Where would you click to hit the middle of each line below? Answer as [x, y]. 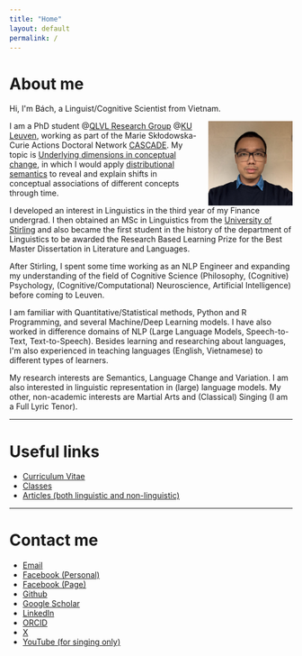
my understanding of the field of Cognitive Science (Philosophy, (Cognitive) [149, 276]
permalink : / [34, 38]
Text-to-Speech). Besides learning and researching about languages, [158, 342]
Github [35, 594]
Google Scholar [51, 604]
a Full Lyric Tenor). [44, 406]
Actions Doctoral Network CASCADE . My [107, 145]
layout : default [40, 28]
